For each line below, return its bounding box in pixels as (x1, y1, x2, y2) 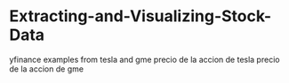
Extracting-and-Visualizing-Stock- (9, 6, 272, 26)
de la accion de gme (9, 64, 84, 74)
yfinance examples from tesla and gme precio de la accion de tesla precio (9, 54, 280, 64)
